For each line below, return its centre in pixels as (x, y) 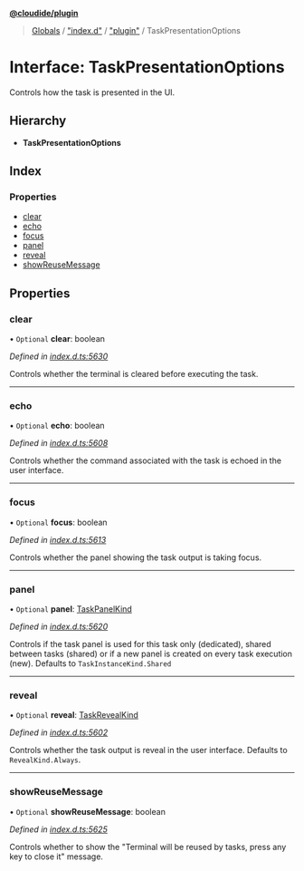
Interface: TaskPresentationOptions (147, 68)
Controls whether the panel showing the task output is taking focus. (136, 557)
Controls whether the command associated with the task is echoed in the (146, 460)
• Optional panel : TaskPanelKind (71, 609)
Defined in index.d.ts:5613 (58, 539)
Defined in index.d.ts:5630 (59, 356)
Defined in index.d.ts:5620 (59, 627)
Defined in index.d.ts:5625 (59, 829)
